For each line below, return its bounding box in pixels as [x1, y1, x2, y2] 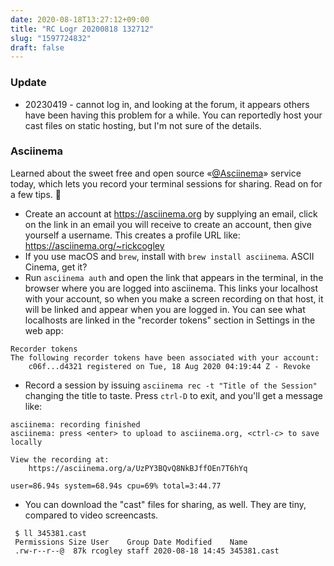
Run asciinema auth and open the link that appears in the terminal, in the [24, 271, 324, 283]
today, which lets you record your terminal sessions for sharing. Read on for [10, 177, 323, 190]
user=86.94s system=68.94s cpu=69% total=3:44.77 [10, 481, 222, 491]
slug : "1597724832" [10, 33, 92, 43]
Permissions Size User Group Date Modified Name [14, 537, 248, 547]
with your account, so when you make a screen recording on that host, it [24, 292, 324, 305]
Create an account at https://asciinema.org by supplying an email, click [24, 207, 318, 220]
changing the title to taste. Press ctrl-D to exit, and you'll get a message [24, 389, 323, 401]
